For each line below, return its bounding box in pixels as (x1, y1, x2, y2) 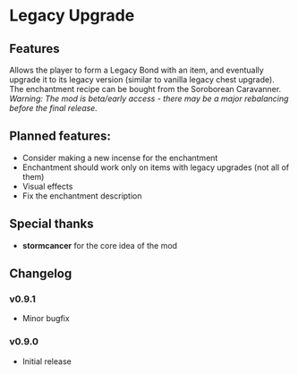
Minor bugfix (21, 313, 70, 324)
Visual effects (21, 181, 73, 191)
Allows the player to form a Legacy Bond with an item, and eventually (9, 64, 264, 75)
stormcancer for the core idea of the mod (21, 240, 177, 251)
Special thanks (9, 217, 94, 232)
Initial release (21, 355, 72, 367)
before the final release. (9, 103, 98, 113)
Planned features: (9, 129, 112, 144)
